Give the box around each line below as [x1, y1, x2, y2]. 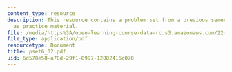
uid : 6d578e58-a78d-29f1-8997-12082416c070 [7, 55, 135, 62]
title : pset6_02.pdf [7, 49, 67, 56]
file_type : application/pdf [7, 36, 88, 43]
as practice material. [13, 23, 79, 29]
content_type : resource [7, 10, 76, 17]
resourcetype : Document [7, 42, 76, 49]
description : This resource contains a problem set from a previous [7, 16, 209, 23]
